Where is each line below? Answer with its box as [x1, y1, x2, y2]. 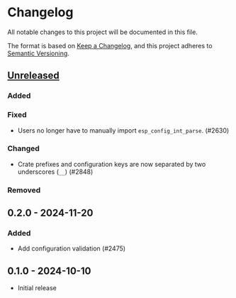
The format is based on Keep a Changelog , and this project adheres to [7, 41, 213, 50]
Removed [7, 185, 41, 195]
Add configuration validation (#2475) [17, 244, 126, 253]
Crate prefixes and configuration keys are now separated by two [17, 160, 206, 168]
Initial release [17, 284, 57, 292]
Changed [7, 143, 40, 153]
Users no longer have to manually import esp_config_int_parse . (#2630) [17, 126, 230, 135]
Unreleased [7, 70, 60, 82]
